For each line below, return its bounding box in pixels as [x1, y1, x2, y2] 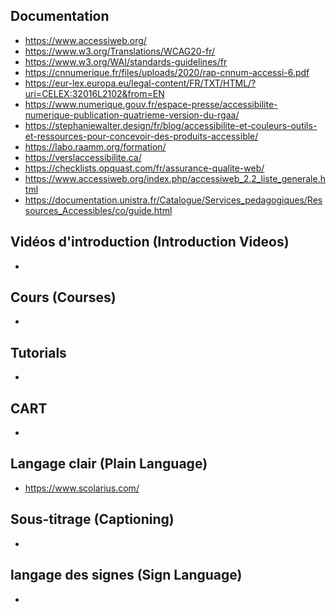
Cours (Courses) [10, 289, 117, 306]
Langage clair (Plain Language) [10, 455, 208, 473]
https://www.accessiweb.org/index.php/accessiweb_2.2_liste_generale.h [24, 172, 326, 184]
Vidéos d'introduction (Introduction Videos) [10, 234, 290, 251]
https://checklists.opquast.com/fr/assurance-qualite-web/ [24, 162, 265, 174]
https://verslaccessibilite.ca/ [24, 151, 142, 163]
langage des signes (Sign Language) [10, 567, 243, 584]
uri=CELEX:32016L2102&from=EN [24, 87, 165, 99]
